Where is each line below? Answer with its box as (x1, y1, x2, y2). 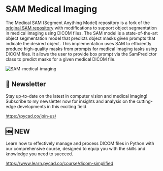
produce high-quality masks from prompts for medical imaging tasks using (5, 46, 157, 52)
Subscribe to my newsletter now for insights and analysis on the (5, 98, 136, 104)
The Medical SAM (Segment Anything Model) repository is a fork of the (5, 20, 150, 26)
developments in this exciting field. (17, 103, 88, 109)
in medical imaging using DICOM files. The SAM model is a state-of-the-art (5, 30, 158, 36)
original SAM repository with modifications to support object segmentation (5, 25, 157, 30)
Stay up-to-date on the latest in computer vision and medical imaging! (5, 93, 148, 99)
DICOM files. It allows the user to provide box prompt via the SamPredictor (5, 51, 157, 57)
